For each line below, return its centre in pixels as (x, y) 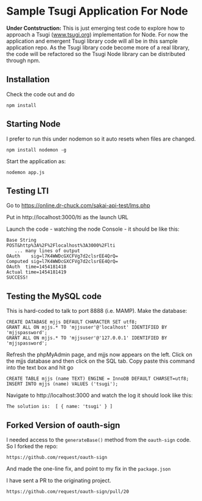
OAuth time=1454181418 (37, 267)
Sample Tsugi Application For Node (97, 11)
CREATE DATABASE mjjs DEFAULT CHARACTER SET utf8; (72, 322)
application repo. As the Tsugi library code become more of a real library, (98, 47)
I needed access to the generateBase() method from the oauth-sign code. (99, 440)
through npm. (23, 60)
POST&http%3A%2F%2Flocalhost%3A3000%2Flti (61, 246)
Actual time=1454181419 (37, 272)
